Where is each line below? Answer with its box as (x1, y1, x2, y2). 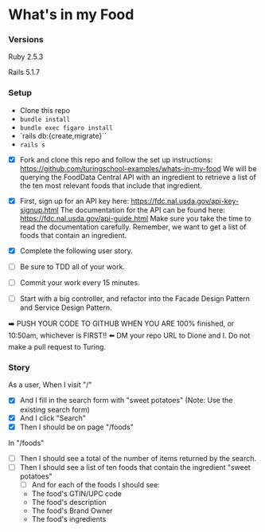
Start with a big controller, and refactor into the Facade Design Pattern (19, 294, 251, 303)
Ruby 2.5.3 (8, 52, 44, 61)
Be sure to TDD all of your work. (19, 261, 126, 272)
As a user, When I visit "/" (8, 380, 92, 389)
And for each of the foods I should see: (31, 479, 161, 489)
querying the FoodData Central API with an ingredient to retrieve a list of (19, 172, 256, 182)
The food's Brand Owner (31, 506, 113, 515)
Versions (8, 34, 44, 45)
